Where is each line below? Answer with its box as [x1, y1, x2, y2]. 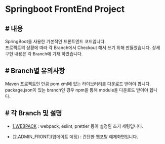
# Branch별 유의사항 [5, 67, 65, 75]
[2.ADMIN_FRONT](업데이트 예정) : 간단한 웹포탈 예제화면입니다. [12, 134, 138, 140]
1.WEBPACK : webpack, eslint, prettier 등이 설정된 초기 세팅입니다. [12, 123, 143, 129]
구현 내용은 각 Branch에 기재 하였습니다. [5, 51, 83, 56]
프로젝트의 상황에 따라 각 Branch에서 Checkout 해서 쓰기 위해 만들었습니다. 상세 [5, 45, 161, 50]
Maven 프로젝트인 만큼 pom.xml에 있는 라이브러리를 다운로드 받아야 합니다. [5, 81, 151, 87]
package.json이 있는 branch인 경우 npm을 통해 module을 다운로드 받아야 [5, 87, 149, 93]
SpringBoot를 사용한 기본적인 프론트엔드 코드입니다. [5, 39, 106, 44]
